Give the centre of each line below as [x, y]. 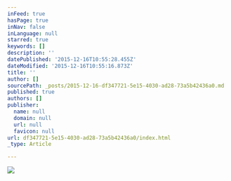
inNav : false [26, 27]
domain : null [33, 118]
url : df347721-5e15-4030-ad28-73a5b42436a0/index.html [89, 138]
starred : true [28, 40]
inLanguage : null [33, 33]
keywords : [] [26, 46]
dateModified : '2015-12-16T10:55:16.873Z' [70, 66]
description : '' [31, 53]
